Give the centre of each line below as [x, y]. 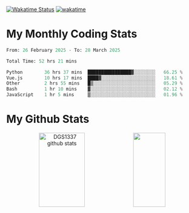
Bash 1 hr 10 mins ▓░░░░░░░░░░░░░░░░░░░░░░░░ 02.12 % [94, 89]
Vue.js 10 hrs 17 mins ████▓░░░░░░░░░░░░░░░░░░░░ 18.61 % [94, 78]
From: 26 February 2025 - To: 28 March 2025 [63, 50]
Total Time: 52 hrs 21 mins [42, 61]
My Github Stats [48, 119]
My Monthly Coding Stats [72, 34]
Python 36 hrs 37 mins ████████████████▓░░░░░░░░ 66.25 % [94, 72]
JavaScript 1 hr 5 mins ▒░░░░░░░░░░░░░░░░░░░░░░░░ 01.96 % [94, 95]
